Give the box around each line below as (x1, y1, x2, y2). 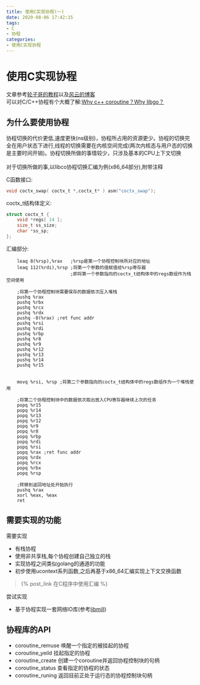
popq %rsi (17, 444, 42, 450)
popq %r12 (17, 418, 42, 424)
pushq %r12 (17, 346, 44, 352)
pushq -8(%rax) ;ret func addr (17, 315, 95, 321)
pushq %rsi (17, 320, 44, 326)
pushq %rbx (17, 299, 44, 305)
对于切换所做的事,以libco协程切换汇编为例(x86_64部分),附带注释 (6, 163, 163, 171)
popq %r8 (17, 428, 39, 434)
